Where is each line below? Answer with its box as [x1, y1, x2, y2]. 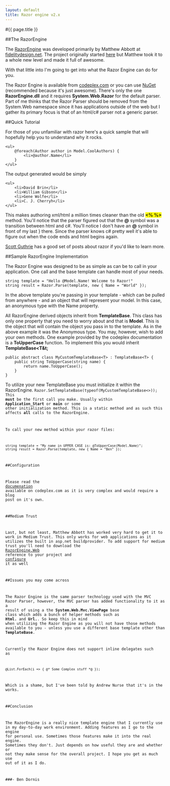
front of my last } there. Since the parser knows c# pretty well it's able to [5, 228, 158, 234]
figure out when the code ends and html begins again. [5, 233, 119, 239]
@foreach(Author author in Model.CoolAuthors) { [14, 148, 120, 153]
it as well [5, 561, 29, 566]
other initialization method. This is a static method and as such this [5, 405, 163, 411]
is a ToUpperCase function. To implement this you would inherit [5, 339, 139, 345]
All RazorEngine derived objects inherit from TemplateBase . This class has [5, 312, 162, 318]
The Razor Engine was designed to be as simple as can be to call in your [5, 263, 157, 269]
